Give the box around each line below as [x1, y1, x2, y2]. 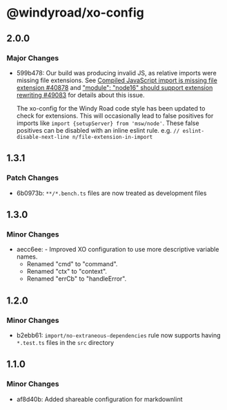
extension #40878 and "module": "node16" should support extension [16, 83, 213, 91]
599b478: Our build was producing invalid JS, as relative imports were [16, 68, 217, 77]
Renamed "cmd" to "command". [26, 260, 118, 268]
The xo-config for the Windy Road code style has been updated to [16, 104, 206, 112]
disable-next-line [16, 133, 70, 140]
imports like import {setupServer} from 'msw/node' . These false [16, 119, 199, 127]
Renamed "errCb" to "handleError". [26, 274, 127, 283]
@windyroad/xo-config [6, 5, 144, 21]
